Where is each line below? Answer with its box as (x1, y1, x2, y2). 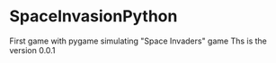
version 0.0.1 (9, 44, 56, 55)
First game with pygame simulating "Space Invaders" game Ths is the (9, 35, 268, 46)
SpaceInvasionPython (9, 6, 178, 27)
